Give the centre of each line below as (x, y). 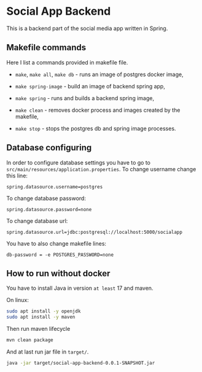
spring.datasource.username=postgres (55, 187)
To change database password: (46, 198)
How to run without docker (58, 273)
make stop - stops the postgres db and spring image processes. (95, 128)
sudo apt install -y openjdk (44, 311)
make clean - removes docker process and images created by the (98, 110)
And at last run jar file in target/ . (48, 352)
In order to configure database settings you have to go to (79, 162)
